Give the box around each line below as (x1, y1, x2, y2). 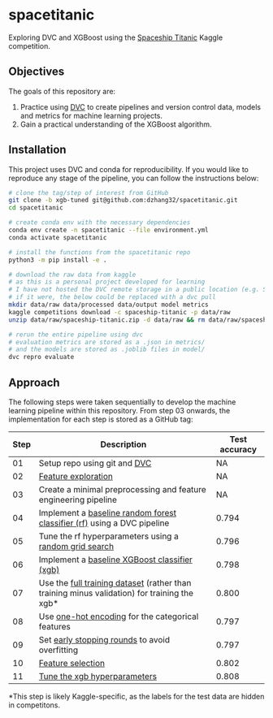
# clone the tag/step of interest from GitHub (8, 188, 169, 197)
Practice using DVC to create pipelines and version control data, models (19, 102, 262, 111)
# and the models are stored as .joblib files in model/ (8, 345, 206, 354)
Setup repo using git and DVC (38, 457, 152, 469)
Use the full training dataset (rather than (38, 577, 192, 588)
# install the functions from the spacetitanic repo (8, 248, 191, 257)
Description (100, 439, 147, 450)
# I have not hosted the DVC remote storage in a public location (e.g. (8, 286, 260, 294)
